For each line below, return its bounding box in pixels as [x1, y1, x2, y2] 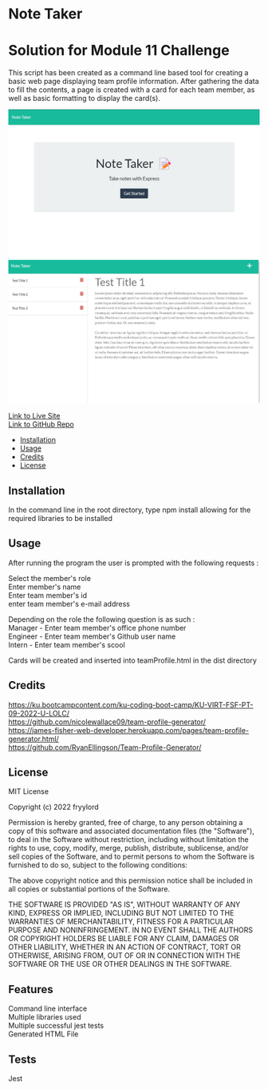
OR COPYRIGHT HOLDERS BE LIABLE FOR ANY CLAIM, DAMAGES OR [8, 934, 239, 944]
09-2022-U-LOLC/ [8, 708, 70, 718]
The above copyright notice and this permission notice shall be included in [8, 876, 253, 885]
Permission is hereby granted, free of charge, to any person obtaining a [8, 818, 243, 828]
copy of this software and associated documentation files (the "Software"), [8, 826, 255, 836]
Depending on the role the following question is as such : [8, 614, 195, 624]
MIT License [8, 787, 49, 796]
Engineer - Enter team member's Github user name [8, 631, 176, 641]
